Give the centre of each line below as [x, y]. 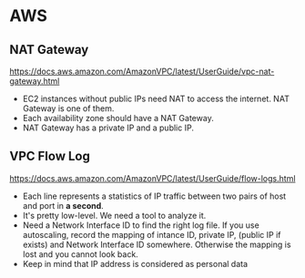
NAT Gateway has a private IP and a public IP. [108, 128]
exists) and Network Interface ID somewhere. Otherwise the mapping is [157, 244]
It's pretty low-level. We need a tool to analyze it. [114, 215]
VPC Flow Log [50, 156]
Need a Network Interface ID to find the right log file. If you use [141, 225]
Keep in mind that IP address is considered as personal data [135, 263]
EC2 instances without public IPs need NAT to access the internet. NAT [156, 98]
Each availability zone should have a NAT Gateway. [118, 118]
